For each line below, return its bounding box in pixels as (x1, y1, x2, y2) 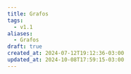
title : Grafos (7, 10, 49, 18)
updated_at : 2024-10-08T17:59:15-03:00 (7, 56, 125, 63)
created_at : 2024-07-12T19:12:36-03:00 (7, 50, 125, 57)
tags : (7, 17, 23, 24)
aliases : (7, 30, 33, 37)
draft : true (7, 43, 42, 50)
